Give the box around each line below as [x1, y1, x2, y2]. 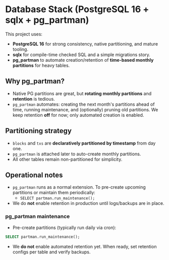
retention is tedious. [12, 96, 55, 102]
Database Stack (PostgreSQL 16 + [5, 4, 149, 15]
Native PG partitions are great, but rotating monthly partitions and [12, 90, 152, 97]
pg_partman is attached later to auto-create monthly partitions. [12, 151, 141, 157]
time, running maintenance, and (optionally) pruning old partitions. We [12, 106, 158, 112]
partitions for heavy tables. [12, 62, 70, 68]
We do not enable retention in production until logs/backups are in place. [12, 200, 165, 206]
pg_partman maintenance [5, 213, 70, 220]
